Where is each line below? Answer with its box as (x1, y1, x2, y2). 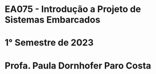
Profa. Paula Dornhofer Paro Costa (5, 60, 151, 71)
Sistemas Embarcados (5, 14, 101, 25)
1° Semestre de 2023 (5, 37, 94, 48)
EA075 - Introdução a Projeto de (5, 3, 141, 15)
